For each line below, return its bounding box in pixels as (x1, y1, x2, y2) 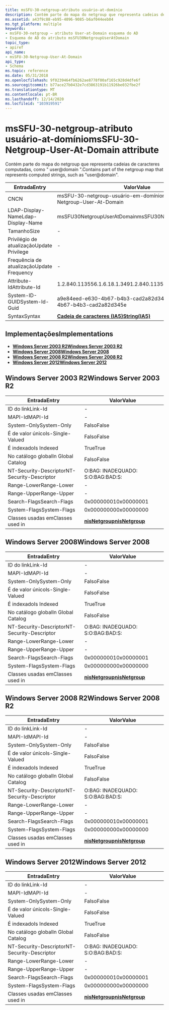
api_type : (5, 59, 26, 64)
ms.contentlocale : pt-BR (5, 92, 57, 97)
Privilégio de (8, 236, 38, 243)
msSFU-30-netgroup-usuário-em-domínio (57, 192, 162, 199)
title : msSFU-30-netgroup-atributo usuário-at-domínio (5, 7, 123, 13)
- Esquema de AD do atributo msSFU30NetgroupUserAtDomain (5, 36, 129, 41)
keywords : (5, 26, 26, 31)
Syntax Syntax (8, 313, 41, 320)
